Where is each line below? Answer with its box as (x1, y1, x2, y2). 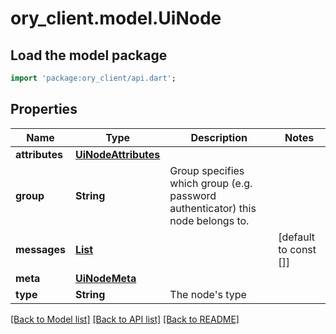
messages (15, 242, 66, 256)
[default (278, 230, 316, 244)
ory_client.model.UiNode (10, 7, 222, 30)
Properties (10, 101, 78, 118)
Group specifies (169, 163, 245, 177)
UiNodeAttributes (74, 147, 161, 161)
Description (190, 130, 248, 144)
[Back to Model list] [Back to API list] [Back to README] (10, 313, 240, 325)
